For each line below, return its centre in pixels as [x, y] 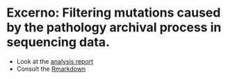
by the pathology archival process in [114, 27]
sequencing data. [58, 42]
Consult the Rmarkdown [51, 69]
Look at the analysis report [55, 61]
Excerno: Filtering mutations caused [114, 13]
